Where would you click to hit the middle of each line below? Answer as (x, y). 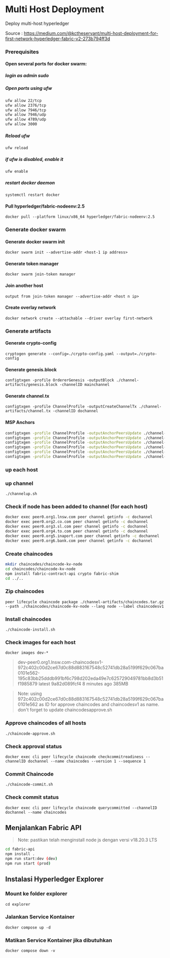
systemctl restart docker (32, 195)
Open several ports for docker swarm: (46, 64)
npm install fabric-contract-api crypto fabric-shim (62, 574)
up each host (22, 470)
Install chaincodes (28, 619)
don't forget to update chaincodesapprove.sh (65, 710)
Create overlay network (31, 308)
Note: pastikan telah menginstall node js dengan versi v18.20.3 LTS (87, 840)
